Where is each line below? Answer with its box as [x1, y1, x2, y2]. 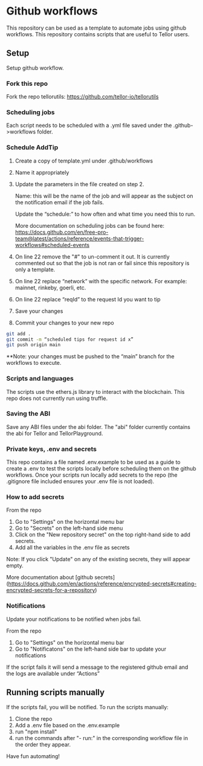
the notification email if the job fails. [14, 198, 105, 206]
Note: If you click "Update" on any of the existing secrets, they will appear [6, 556, 190, 563]
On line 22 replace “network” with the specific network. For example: [14, 277, 187, 285]
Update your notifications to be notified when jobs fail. [6, 615, 142, 623]
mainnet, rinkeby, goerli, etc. [14, 284, 86, 291]
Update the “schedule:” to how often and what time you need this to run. [14, 210, 196, 217]
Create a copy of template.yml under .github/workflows [14, 157, 153, 164]
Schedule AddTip [6, 143, 59, 152]
